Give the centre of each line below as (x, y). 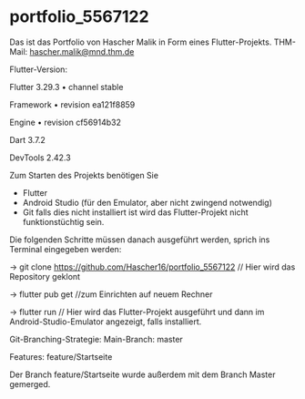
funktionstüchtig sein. (63, 221)
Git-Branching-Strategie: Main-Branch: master (97, 339)
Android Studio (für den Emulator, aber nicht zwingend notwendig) (147, 202)
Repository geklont (45, 276)
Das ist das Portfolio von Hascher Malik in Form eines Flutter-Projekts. (141, 42)
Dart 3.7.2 (27, 139)
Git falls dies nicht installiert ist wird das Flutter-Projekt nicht (135, 212)
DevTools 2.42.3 (40, 158)
